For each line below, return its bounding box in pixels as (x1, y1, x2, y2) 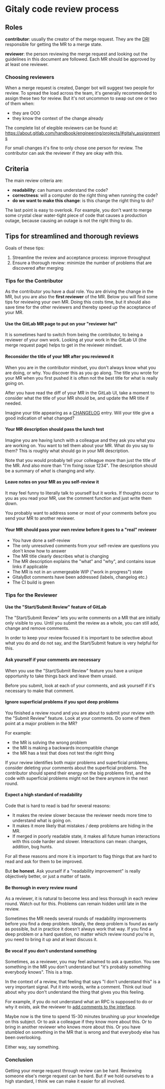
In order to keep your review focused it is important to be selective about (5, 635, 153, 641)
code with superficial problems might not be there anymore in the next (5, 775, 148, 781)
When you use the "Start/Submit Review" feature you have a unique (5, 667, 143, 673)
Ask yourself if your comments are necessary (5, 657, 101, 663)
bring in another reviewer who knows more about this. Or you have (5, 1024, 140, 1030)
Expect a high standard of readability (5, 792, 83, 798)
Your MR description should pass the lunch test (5, 426, 104, 432)
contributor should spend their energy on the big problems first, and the (5, 770, 151, 776)
